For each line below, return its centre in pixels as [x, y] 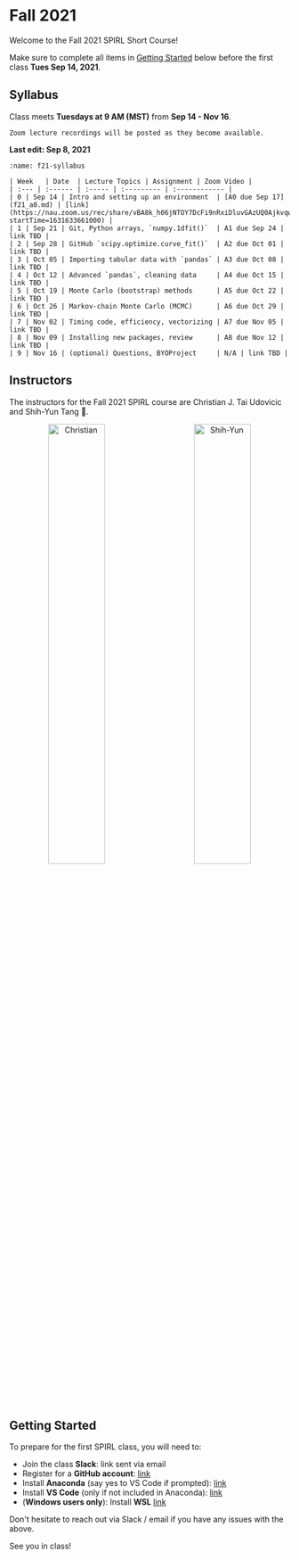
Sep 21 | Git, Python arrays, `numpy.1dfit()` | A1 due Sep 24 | [158, 228]
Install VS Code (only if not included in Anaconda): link [122, 1493]
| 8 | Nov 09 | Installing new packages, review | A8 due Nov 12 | [147, 337]
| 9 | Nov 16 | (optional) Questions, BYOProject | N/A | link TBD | [149, 353]
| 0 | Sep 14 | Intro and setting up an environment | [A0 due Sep [139, 197]
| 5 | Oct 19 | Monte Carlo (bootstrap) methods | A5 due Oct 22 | [147, 291]
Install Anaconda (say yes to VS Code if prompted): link [124, 1483]
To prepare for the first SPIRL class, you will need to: [105, 1447]
